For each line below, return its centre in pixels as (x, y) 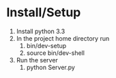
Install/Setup (44, 13)
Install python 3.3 (41, 31)
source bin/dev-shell (55, 53)
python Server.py (51, 67)
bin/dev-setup (46, 45)
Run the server (37, 60)
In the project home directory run (63, 38)
